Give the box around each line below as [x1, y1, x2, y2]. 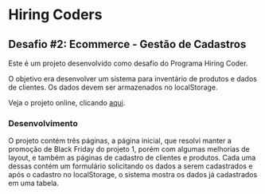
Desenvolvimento [8, 117, 78, 129]
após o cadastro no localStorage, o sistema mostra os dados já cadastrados [8, 170, 258, 180]
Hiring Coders [8, 6, 103, 24]
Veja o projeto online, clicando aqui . [8, 98, 126, 107]
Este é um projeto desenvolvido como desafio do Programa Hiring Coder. [8, 58, 248, 68]
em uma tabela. [8, 178, 60, 188]
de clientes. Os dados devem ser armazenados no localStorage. [8, 82, 218, 92]
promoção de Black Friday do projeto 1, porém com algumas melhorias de [8, 145, 251, 154]
